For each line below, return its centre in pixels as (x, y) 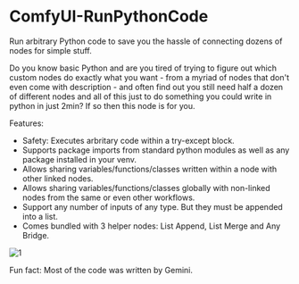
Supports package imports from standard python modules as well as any (156, 150)
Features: (27, 123)
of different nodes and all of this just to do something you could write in (141, 96)
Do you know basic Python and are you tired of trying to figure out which (143, 68)
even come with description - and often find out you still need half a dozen (146, 87)
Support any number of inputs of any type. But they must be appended (152, 206)
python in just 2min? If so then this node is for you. (102, 105)
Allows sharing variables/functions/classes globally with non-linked (146, 188)
